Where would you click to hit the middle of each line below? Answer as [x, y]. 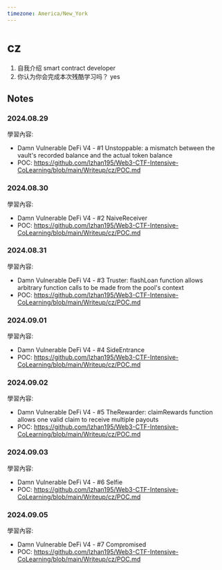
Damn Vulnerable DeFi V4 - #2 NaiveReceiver [82, 218]
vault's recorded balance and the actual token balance [95, 156]
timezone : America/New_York [48, 13]
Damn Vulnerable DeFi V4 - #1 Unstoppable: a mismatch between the [116, 148]
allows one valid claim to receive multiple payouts [88, 420]
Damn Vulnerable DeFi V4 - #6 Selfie [70, 482]
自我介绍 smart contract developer [66, 68]
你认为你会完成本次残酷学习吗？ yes [68, 76]
